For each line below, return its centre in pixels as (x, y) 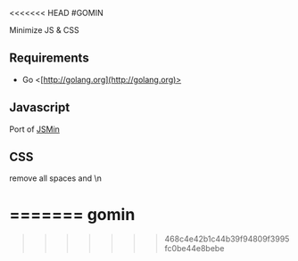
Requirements (49, 58)
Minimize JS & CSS (45, 30)
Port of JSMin (35, 129)
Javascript (40, 107)
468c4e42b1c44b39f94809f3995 (227, 239)
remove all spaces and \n (56, 178)
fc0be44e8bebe (195, 249)
